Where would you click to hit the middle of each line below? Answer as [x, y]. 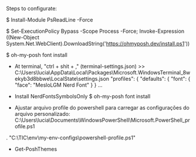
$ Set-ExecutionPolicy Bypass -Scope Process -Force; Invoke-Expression [95, 31]
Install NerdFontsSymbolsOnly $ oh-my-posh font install [82, 96]
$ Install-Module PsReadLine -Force [50, 20]
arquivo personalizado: [42, 114]
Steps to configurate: [32, 8]
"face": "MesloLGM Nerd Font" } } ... [58, 85]
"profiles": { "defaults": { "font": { [151, 79]
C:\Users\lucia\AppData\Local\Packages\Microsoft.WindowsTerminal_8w [102, 72]
